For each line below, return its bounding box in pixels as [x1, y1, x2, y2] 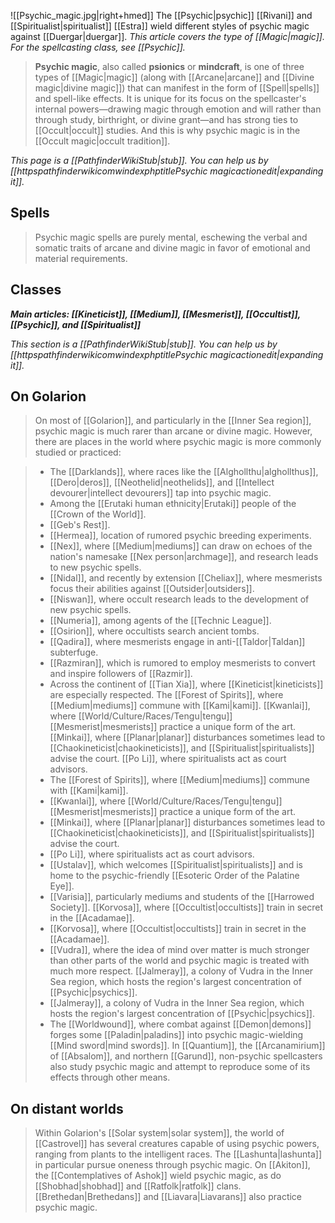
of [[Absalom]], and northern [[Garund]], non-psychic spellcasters [49, 1050, 323, 1062]
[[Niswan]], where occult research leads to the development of [49, 593, 310, 605]
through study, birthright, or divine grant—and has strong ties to [34, 114, 299, 125]
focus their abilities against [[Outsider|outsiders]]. [49, 583, 255, 595]
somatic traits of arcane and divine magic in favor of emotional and [34, 241, 311, 254]
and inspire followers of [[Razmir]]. [49, 668, 193, 680]
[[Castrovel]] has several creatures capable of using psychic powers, [34, 1138, 320, 1150]
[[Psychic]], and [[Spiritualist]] [10, 318, 141, 330]
